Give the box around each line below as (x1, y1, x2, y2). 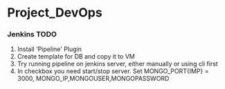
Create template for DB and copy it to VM (17, 52, 135, 61)
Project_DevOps (7, 5, 102, 21)
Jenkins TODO (7, 30, 57, 39)
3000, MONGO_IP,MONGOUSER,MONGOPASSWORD (17, 75, 170, 83)
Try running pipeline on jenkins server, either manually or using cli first (17, 60, 218, 68)
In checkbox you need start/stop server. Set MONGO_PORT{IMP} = (17, 67, 209, 75)
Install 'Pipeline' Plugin (17, 45, 82, 53)
